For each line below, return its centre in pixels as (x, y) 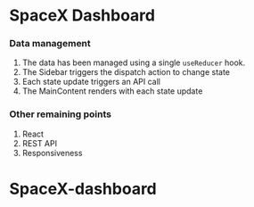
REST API (40, 143)
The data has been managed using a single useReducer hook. (134, 62)
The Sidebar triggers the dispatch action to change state (126, 72)
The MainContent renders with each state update (112, 91)
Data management (50, 44)
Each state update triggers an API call (91, 82)
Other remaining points (60, 114)
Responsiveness (52, 153)
